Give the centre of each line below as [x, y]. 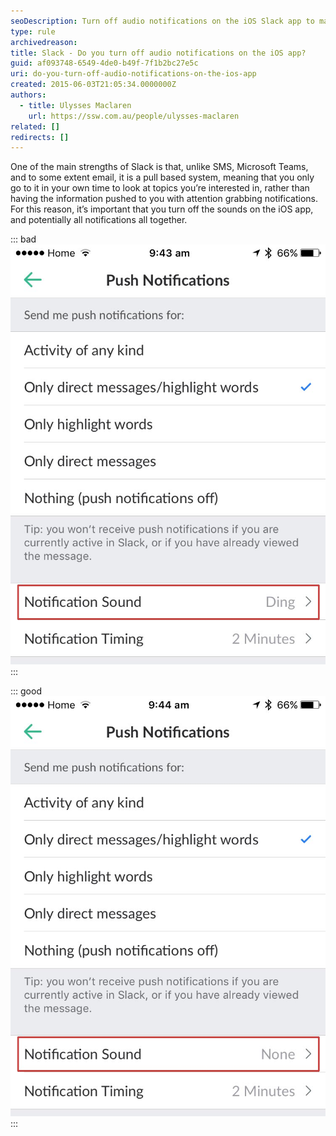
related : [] [35, 126]
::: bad [23, 239]
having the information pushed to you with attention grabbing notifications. [164, 199]
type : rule [33, 31]
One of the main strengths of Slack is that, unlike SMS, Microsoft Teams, [159, 167]
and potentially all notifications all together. [99, 220]
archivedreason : [44, 42]
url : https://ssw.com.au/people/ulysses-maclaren [134, 116]
